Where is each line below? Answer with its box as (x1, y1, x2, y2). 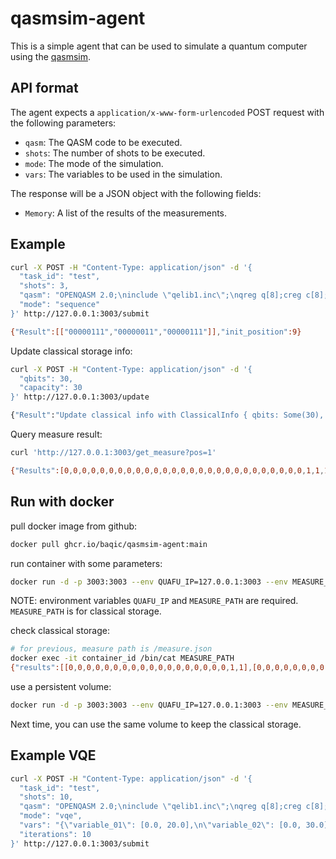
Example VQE (10, 747, 97, 764)
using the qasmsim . (10, 50, 91, 62)
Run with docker (10, 493, 115, 511)
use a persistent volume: (10, 681, 112, 692)
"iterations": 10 (19, 829, 92, 839)
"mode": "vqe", (19, 811, 83, 821)
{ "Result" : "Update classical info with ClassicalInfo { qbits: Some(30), (10, 410, 325, 421)
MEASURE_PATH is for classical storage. (10, 605, 162, 617)
